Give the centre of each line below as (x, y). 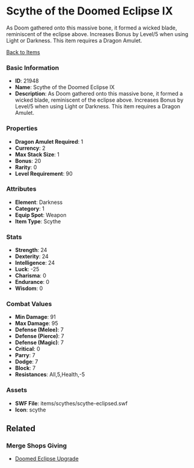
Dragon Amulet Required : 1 (49, 141)
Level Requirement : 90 (44, 173)
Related (21, 429)
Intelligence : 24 (35, 263)
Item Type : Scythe (38, 221)
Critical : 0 (27, 349)
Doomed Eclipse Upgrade (47, 459)
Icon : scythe (30, 410)
